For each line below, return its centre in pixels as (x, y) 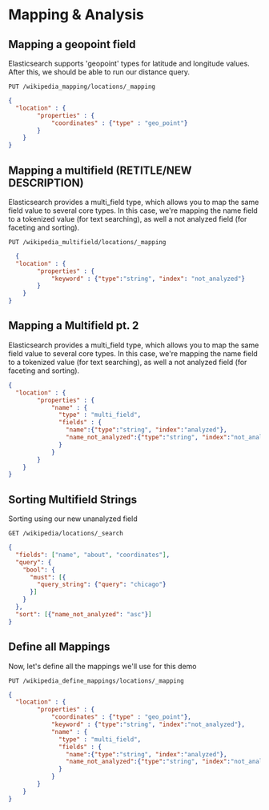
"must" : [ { (48, 577)
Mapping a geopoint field (72, 44)
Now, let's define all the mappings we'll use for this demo (102, 666)
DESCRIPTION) (46, 183)
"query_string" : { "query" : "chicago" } (102, 585)
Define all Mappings (59, 647)
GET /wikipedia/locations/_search (66, 534)
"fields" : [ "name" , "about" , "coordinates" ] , (93, 555)
